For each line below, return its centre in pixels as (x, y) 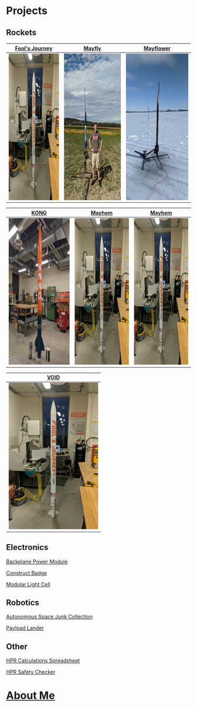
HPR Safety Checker (31, 672)
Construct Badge (27, 573)
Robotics (23, 602)
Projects (27, 11)
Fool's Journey (34, 48)
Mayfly (92, 48)
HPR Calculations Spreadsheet (43, 661)
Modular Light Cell (28, 584)
